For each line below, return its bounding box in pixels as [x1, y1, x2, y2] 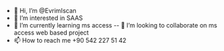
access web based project [13, 28, 90, 37]
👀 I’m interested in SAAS [13, 14, 83, 22]
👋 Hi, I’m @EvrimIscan [13, 7, 77, 14]
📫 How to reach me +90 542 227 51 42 [13, 37, 127, 44]
